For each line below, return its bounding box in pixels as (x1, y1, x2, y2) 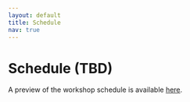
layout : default (8, 11, 61, 19)
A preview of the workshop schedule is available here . (8, 85, 183, 94)
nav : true (8, 26, 41, 33)
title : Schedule (8, 19, 61, 26)
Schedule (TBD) (8, 59, 113, 77)
